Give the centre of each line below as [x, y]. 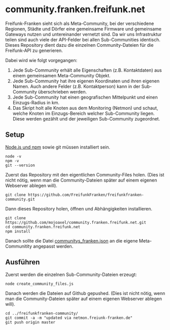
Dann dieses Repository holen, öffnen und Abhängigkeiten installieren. [79, 208]
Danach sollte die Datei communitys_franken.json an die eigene [72, 241]
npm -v [12, 161]
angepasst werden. [53, 246]
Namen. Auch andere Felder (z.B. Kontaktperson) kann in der [76, 86]
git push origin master [30, 322]
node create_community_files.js [39, 284]
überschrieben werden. [62, 92]
